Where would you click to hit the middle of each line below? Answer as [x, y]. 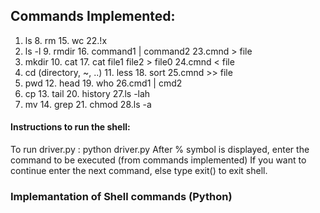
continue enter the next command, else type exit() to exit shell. [139, 171]
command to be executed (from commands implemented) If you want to [158, 160]
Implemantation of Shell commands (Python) [121, 196]
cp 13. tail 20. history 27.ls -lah [87, 93]
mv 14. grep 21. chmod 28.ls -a [88, 104]
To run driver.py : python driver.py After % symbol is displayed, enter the [160, 150]
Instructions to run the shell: [70, 127]
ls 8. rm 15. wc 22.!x [66, 40]
